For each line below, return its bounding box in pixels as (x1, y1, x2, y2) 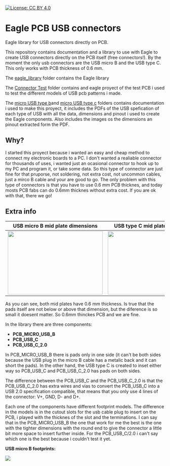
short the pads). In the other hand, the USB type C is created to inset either (5, 362, 162, 368)
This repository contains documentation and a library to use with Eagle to (5, 49, 158, 55)
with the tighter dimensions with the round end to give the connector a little (5, 425, 162, 431)
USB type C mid (113, 222, 153, 229)
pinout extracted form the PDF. (5, 121, 70, 128)
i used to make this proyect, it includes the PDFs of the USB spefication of (5, 105, 159, 111)
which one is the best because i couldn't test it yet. (5, 436, 111, 442)
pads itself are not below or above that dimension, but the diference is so (5, 306, 158, 312)
